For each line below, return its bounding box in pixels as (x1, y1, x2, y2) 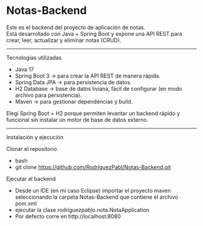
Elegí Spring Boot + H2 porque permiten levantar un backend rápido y (6, 110, 180, 117)
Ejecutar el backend (6, 175, 56, 182)
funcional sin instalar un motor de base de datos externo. (6, 116, 149, 123)
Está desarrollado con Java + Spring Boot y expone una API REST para (6, 30, 182, 37)
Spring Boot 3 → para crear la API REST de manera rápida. (14, 72, 161, 79)
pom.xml (14, 199, 37, 207)
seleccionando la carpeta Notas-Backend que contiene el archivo (14, 193, 178, 201)
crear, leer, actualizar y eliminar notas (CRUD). (6, 36, 122, 44)
